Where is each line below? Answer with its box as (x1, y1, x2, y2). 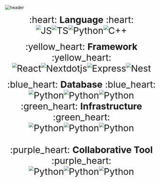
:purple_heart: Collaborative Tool (10, 144, 153, 155)
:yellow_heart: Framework (25, 41, 138, 52)
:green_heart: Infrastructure (21, 101, 142, 112)
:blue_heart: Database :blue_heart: (7, 79, 156, 90)
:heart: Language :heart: (29, 14, 134, 25)
